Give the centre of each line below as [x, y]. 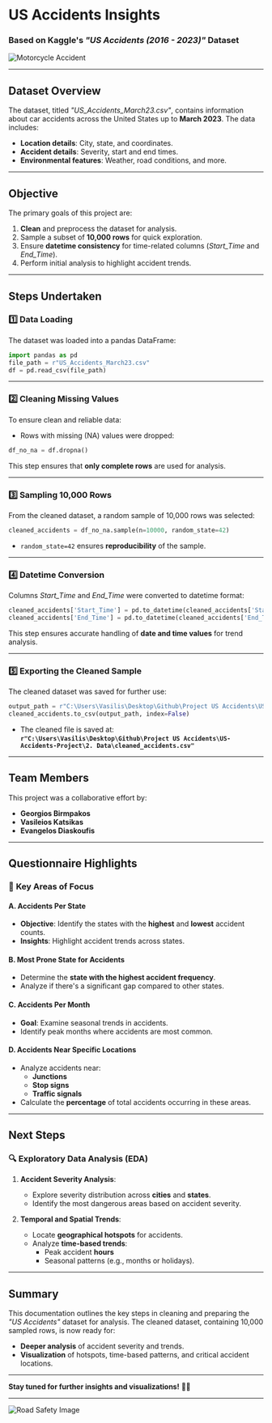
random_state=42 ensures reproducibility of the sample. [113, 546]
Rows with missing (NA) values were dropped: [97, 435]
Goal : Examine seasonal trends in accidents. [94, 1022]
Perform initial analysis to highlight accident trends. [106, 263]
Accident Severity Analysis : [68, 1179]
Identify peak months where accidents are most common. [116, 1031]
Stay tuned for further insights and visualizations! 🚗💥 [100, 1387]
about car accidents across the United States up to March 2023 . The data [132, 119]
